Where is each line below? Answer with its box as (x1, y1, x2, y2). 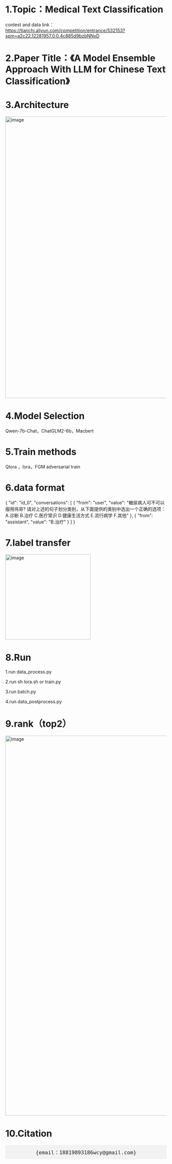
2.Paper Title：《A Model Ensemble (5, 52, 156, 64)
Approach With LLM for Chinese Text (5, 64, 166, 75)
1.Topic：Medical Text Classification (5, 4, 164, 15)
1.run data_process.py (5, 668, 52, 675)
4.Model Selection (5, 410, 85, 422)
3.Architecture (5, 99, 69, 111)
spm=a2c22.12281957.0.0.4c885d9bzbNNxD (5, 33, 100, 39)
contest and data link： (5, 22, 54, 28)
